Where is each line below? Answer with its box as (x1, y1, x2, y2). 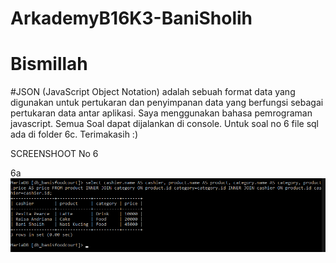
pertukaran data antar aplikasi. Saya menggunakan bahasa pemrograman (10, 107, 313, 119)
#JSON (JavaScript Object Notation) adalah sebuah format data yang (10, 86, 296, 98)
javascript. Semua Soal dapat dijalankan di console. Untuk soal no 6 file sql (10, 118, 320, 130)
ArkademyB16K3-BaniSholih (10, 7, 253, 30)
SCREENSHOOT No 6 (10, 148, 99, 160)
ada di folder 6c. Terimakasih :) (10, 128, 138, 141)
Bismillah (10, 53, 88, 76)
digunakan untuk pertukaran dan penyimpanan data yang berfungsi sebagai (10, 97, 324, 109)
